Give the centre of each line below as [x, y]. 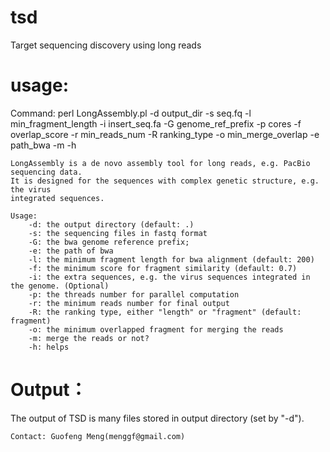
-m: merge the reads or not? [89, 338]
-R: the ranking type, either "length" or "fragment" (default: [165, 312]
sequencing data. [46, 172]
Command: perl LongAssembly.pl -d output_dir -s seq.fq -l [131, 113]
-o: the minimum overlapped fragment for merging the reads [156, 329]
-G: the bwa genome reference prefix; [109, 242]
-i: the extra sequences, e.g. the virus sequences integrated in [169, 277]
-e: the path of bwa [71, 251]
